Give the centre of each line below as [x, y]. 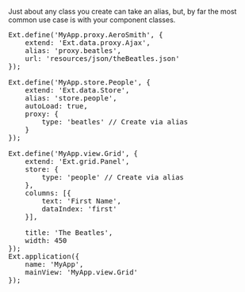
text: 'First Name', [81, 201]
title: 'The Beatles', [69, 233]
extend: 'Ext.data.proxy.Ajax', [88, 43]
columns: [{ [48, 193]
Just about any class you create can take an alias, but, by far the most [122, 11]
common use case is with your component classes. [92, 20]
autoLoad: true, [57, 106]
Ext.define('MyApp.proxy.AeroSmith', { [86, 35]
